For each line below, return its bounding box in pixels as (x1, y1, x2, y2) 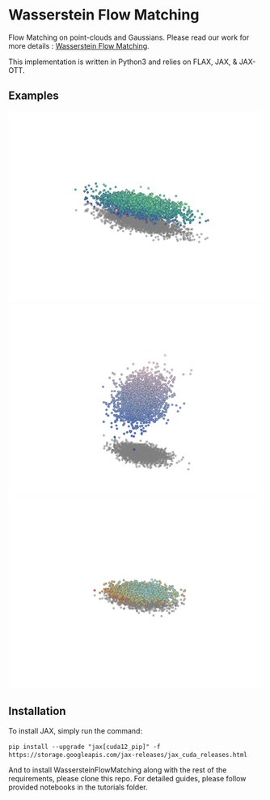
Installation (8, 704, 66, 718)
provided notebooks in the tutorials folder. (8, 782, 148, 792)
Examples (8, 89, 59, 103)
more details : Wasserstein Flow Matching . (8, 41, 150, 50)
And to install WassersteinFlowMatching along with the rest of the (8, 764, 227, 775)
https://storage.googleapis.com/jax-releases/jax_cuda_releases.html (8, 751, 248, 759)
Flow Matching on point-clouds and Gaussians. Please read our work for (8, 32, 250, 42)
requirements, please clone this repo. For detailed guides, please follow (8, 773, 247, 783)
